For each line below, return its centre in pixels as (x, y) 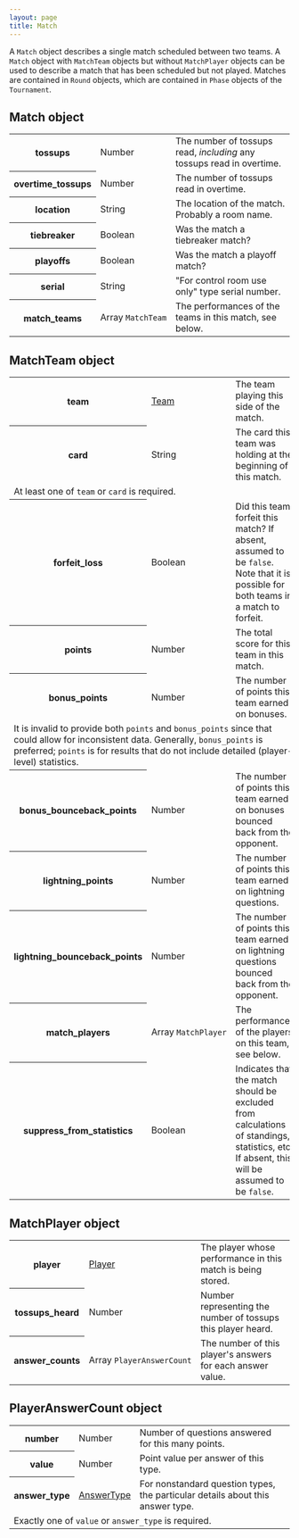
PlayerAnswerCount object (86, 1408)
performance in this (241, 1258)
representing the (234, 1306)
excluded (255, 1102)
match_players (78, 1033)
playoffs (53, 262)
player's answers (236, 1354)
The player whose (238, 1247)
